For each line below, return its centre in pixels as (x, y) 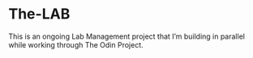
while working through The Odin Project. (76, 44)
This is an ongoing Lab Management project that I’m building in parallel (127, 36)
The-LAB (39, 14)
